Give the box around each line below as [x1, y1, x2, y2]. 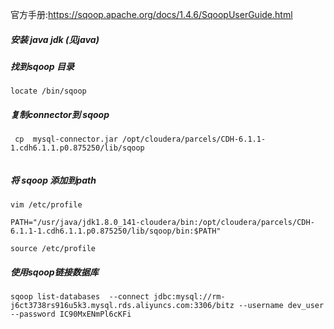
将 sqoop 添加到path [10, 174, 97, 186]
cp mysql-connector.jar [14, 134, 118, 145]
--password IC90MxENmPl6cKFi [10, 309, 132, 320]
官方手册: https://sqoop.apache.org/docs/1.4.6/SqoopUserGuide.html [10, 9, 293, 20]
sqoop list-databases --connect [10, 292, 150, 302]
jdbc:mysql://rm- [153, 292, 226, 302]
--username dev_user [238, 301, 325, 311]
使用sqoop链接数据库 [10, 266, 99, 278]
